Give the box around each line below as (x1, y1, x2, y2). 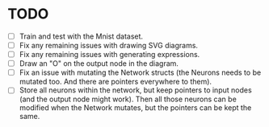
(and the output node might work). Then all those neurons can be (19, 94, 237, 104)
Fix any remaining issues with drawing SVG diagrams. (19, 41, 199, 50)
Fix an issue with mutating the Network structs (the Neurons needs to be (19, 68, 262, 77)
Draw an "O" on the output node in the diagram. (19, 59, 179, 68)
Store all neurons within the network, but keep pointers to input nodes (19, 85, 252, 95)
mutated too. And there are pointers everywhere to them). (19, 77, 212, 87)
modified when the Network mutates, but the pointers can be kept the (19, 103, 252, 113)
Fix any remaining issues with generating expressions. (19, 50, 200, 59)
